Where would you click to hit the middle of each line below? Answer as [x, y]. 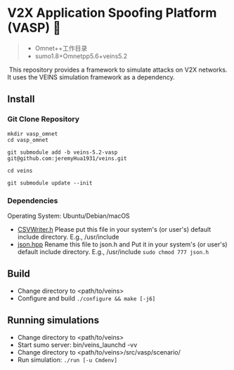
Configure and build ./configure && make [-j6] [86, 298]
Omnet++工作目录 [61, 48]
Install [21, 99]
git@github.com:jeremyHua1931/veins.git [67, 158]
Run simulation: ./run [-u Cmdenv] [67, 359]
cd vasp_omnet [28, 140]
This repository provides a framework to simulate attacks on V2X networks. [118, 70]
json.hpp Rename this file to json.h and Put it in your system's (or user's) [122, 244]
